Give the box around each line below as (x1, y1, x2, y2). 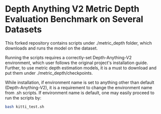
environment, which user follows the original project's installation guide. (5, 60, 148, 65)
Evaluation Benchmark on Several (5, 14, 144, 25)
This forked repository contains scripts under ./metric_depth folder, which (5, 40, 152, 46)
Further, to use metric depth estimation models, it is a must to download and (5, 65, 157, 71)
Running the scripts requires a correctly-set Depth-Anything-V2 (5, 54, 132, 60)
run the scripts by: (5, 95, 42, 100)
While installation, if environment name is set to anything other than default (5, 79, 155, 85)
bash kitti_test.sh (5, 104, 44, 109)
